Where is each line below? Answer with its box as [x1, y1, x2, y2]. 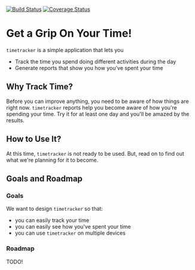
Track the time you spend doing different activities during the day [14, 57, 176, 65]
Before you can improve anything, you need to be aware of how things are [6, 98, 190, 105]
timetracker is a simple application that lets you [6, 46, 124, 53]
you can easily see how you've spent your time [14, 223, 131, 230]
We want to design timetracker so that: [6, 205, 103, 213]
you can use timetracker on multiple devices [14, 229, 126, 236]
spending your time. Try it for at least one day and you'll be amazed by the [6, 110, 190, 117]
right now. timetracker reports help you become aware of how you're [6, 104, 178, 111]
